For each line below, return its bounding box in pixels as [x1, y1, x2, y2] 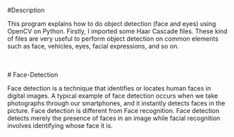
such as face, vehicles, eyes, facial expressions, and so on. [7, 42, 180, 50]
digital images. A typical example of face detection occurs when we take [7, 91, 218, 100]
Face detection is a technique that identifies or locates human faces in [7, 84, 211, 92]
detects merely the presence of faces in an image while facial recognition [7, 114, 221, 122]
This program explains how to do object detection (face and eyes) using [7, 20, 216, 27]
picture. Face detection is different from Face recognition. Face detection [7, 107, 220, 115]
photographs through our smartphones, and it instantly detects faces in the [7, 99, 226, 107]
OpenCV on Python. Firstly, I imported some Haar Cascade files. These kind [7, 27, 228, 35]
